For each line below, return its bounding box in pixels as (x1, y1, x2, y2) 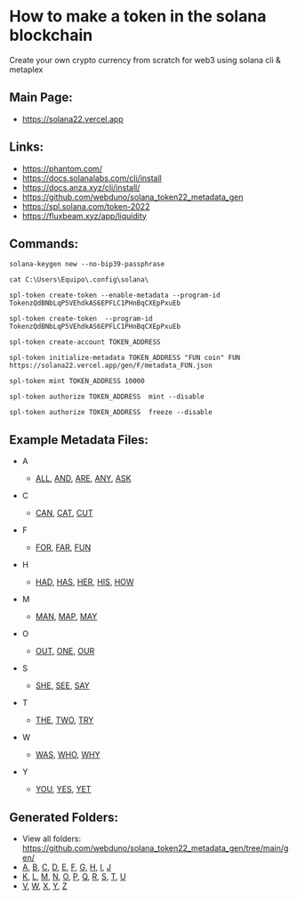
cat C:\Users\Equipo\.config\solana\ (9, 275, 149, 284)
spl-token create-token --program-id (9, 315, 153, 323)
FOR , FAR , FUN (35, 542, 92, 553)
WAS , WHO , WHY (35, 749, 100, 760)
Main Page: (9, 90, 73, 105)
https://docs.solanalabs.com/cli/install (21, 172, 162, 184)
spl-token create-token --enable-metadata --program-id (9, 291, 221, 300)
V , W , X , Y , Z (21, 880, 68, 891)
